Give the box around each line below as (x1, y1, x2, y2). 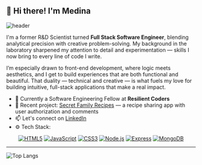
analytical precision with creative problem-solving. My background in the (6, 40, 188, 47)
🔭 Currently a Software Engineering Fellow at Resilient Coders (14, 95, 170, 102)
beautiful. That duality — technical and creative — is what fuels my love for (6, 77, 192, 84)
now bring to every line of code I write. (6, 52, 102, 60)
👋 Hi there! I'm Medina (6, 6, 91, 16)
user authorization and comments (14, 107, 99, 115)
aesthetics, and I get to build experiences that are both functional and (6, 70, 179, 78)
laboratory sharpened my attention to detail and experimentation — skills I (6, 46, 189, 53)
